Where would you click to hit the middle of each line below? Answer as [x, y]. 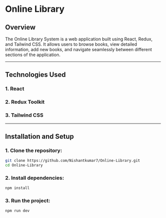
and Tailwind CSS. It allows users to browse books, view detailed [71, 44]
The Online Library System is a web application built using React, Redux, [79, 39]
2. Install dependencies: [35, 178]
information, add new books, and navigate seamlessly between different [79, 49]
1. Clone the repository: [34, 150]
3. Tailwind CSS [24, 115]
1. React [15, 89]
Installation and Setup [40, 136]
